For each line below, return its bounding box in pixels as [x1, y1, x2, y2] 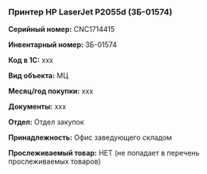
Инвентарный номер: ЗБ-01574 [8, 40, 117, 49]
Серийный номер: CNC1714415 [8, 25, 115, 34]
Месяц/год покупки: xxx [8, 86, 94, 96]
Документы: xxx [8, 102, 66, 112]
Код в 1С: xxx [8, 55, 53, 65]
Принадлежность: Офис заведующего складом [8, 132, 173, 142]
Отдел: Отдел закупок [8, 117, 85, 127]
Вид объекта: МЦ [8, 71, 69, 81]
